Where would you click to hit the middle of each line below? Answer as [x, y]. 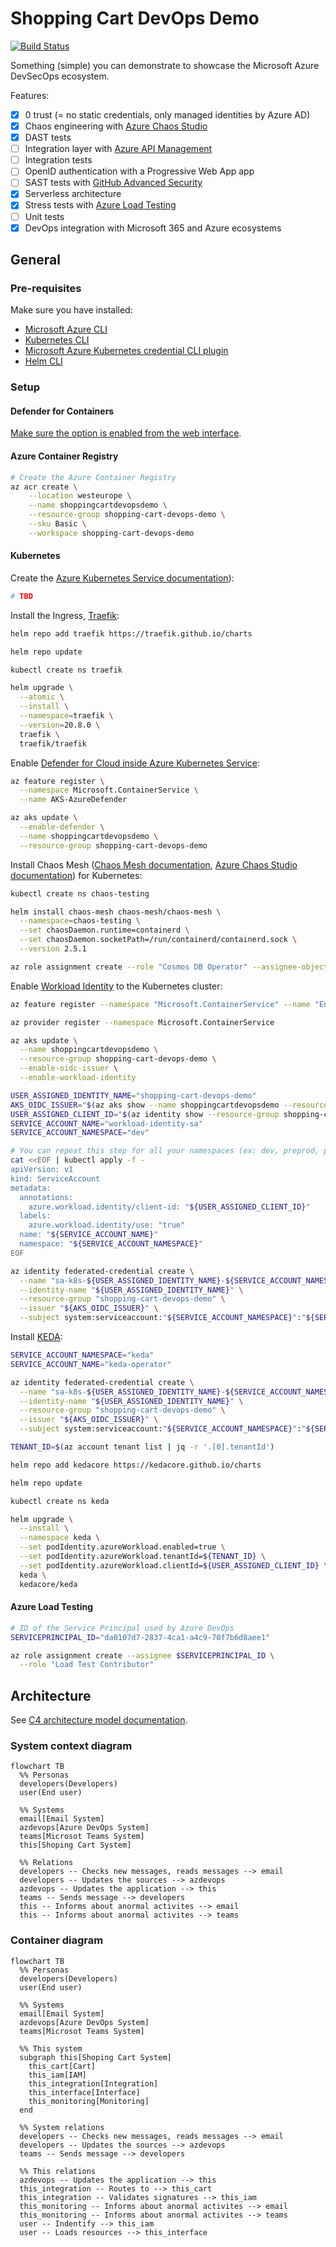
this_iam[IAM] [57, 2075]
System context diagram [71, 1746]
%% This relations [58, 2171]
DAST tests [48, 138]
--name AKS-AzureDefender [73, 800]
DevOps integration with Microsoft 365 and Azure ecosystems [153, 228]
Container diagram [57, 1940]
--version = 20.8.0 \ [60, 725]
